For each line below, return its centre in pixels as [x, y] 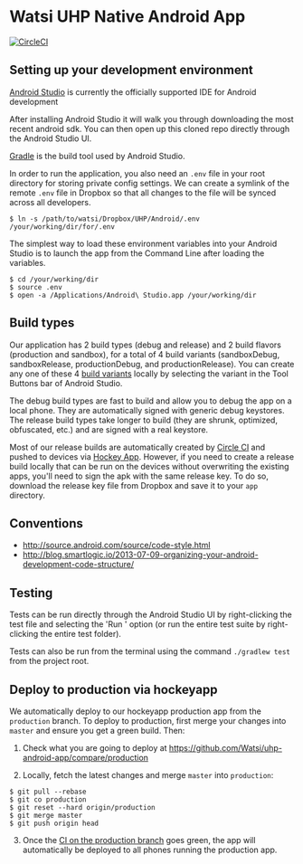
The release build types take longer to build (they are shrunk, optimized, [144, 420]
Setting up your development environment [131, 70]
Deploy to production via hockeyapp [114, 689]
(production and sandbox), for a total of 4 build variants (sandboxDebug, [145, 354]
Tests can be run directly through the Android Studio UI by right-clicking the [151, 615]
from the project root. [49, 661]
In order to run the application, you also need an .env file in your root [137, 173]
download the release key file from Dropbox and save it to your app [134, 485]
